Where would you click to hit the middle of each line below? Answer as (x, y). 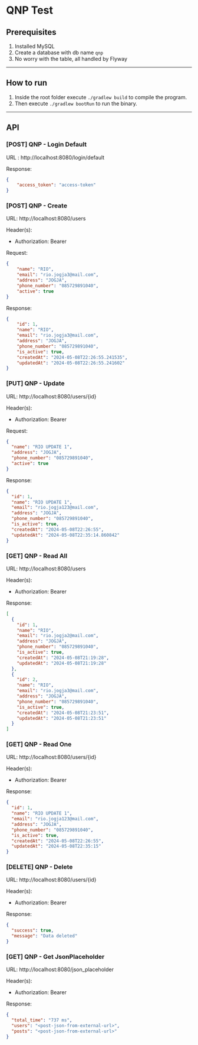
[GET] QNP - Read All (37, 556)
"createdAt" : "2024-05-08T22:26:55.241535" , (72, 357)
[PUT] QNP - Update (35, 384)
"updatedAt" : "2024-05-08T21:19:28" (62, 663)
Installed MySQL (34, 46)
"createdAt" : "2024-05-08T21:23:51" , (63, 713)
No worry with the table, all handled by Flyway (71, 59)
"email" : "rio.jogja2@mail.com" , (58, 636)
